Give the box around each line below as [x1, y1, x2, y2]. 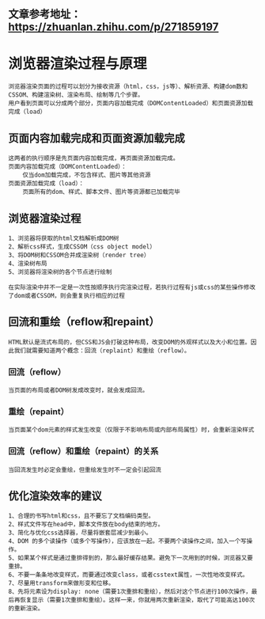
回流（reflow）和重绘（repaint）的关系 [8, 446, 159, 457]
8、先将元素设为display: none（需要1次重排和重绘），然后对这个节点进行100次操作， [8, 588, 252, 596]
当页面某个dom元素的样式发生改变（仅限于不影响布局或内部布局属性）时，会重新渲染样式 [8, 426, 255, 434]
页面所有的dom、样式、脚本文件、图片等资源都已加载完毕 [22, 188, 180, 196]
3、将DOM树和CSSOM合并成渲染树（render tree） [8, 251, 150, 259]
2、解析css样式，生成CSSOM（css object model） [8, 242, 156, 251]
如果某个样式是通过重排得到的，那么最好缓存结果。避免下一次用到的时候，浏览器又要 [17, 554, 253, 562]
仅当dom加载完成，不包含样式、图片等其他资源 [22, 171, 151, 180]
